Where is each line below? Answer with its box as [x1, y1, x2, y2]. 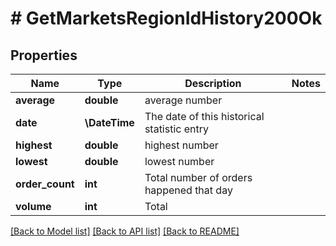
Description [184, 77, 242, 90]
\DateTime [84, 116, 135, 129]
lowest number [144, 155, 215, 168]
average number [144, 93, 223, 107]
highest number [144, 138, 219, 152]
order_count [15, 177, 75, 191]
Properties [10, 47, 78, 64]
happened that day [144, 183, 233, 197]
